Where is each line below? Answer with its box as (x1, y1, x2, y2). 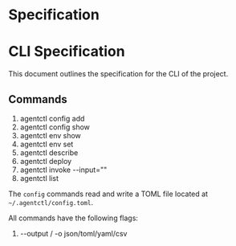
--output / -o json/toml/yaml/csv (19, 228, 128, 238)
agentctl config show (19, 122, 91, 132)
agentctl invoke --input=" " (19, 165, 108, 174)
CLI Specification (8, 43, 126, 61)
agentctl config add (19, 113, 85, 123)
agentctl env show (19, 130, 82, 140)
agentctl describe (19, 147, 79, 158)
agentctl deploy (19, 156, 72, 166)
